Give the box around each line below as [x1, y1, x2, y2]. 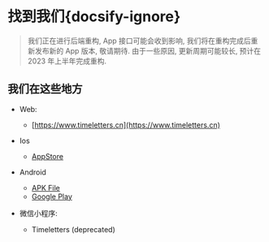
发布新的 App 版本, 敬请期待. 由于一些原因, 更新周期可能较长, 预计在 [34, 45, 262, 55]
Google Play [31, 192, 72, 201]
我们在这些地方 [7, 82, 83, 96]
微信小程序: [19, 208, 58, 218]
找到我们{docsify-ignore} [7, 7, 181, 26]
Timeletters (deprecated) [31, 224, 115, 234]
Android [19, 167, 46, 177]
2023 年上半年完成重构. [27, 56, 107, 66]
